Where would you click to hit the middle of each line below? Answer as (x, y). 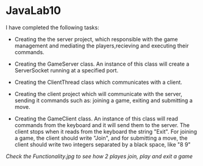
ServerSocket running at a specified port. (66, 70)
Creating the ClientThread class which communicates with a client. (98, 82)
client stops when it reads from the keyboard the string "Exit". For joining (106, 131)
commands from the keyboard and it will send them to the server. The (102, 125)
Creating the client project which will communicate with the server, (98, 94)
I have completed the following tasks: (52, 27)
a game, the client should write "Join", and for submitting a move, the (101, 138)
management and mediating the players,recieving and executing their (101, 46)
